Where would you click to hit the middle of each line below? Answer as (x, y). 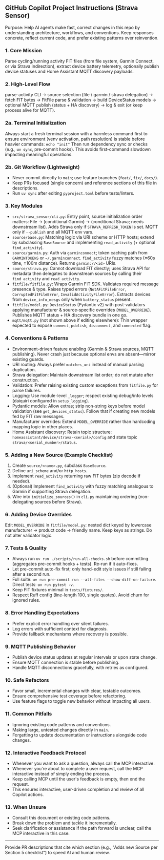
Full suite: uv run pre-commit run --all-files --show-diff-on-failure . (84, 579)
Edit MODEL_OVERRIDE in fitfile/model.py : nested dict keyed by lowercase (78, 525)
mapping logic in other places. (42, 426)
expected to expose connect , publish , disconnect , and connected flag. (82, 325)
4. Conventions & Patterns (37, 338)
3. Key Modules (24, 206)
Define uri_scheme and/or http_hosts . (50, 470)
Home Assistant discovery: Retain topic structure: (62, 432)
